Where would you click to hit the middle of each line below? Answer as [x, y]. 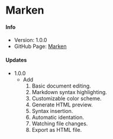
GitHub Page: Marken [40, 46]
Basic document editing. [61, 86]
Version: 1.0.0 [30, 40]
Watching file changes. [60, 123]
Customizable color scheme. [67, 98]
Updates [16, 60]
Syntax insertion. [52, 111]
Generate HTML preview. [62, 105]
